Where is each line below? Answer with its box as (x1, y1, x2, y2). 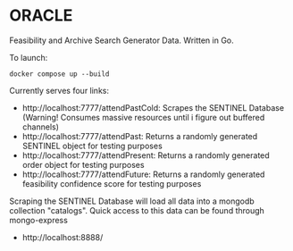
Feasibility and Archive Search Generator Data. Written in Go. (9, 35, 234, 46)
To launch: (9, 52, 48, 63)
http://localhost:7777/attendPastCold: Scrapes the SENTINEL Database (21, 102, 284, 113)
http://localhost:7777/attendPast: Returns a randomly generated (21, 130, 258, 141)
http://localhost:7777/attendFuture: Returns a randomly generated (21, 169, 265, 180)
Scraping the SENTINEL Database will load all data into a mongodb (9, 196, 255, 206)
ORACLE (9, 5, 73, 26)
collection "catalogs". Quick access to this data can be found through (9, 205, 265, 215)
